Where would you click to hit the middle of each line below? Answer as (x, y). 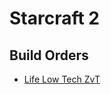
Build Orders (49, 55)
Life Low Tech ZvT (62, 79)
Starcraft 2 (55, 18)
